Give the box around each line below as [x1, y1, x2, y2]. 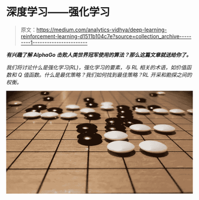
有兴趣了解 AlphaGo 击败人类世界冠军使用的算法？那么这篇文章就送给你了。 [6, 51, 192, 58]
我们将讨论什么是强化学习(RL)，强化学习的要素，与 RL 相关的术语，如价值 [6, 63, 187, 71]
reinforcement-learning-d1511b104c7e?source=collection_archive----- [20, 33, 192, 40]
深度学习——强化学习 [6, 5, 111, 19]
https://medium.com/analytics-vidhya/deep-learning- [36, 26, 167, 33]
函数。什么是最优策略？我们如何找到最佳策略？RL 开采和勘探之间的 [28, 71, 192, 78]
